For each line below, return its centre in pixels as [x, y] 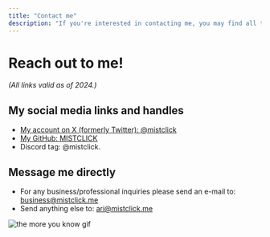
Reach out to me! [66, 63]
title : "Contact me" [43, 16]
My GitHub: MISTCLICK [59, 138]
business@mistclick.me [59, 200]
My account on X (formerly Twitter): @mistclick [98, 130]
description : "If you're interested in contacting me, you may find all [133, 23]
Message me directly [62, 172]
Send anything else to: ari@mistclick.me [86, 209]
